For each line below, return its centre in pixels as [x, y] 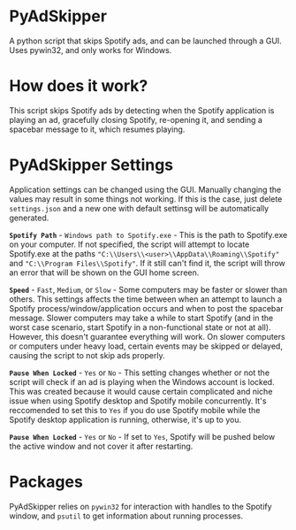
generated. [29, 218]
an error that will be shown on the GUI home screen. [104, 273]
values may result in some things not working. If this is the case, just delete [146, 199]
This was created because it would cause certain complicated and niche [141, 391]
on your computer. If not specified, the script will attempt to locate [129, 244]
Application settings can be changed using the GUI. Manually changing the [145, 189]
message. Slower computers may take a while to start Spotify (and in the [141, 318]
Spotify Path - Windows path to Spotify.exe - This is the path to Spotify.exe [148, 234]
